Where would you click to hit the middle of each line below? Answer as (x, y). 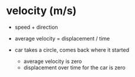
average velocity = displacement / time (62, 38)
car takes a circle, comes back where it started (72, 50)
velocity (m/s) (41, 11)
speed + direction (36, 27)
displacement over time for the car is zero (74, 67)
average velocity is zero (53, 61)
